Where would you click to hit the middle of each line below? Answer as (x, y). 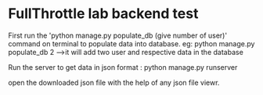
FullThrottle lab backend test (103, 14)
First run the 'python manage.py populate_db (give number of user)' (118, 35)
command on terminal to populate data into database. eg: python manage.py (131, 43)
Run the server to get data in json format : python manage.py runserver (123, 67)
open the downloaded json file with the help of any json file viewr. (114, 82)
